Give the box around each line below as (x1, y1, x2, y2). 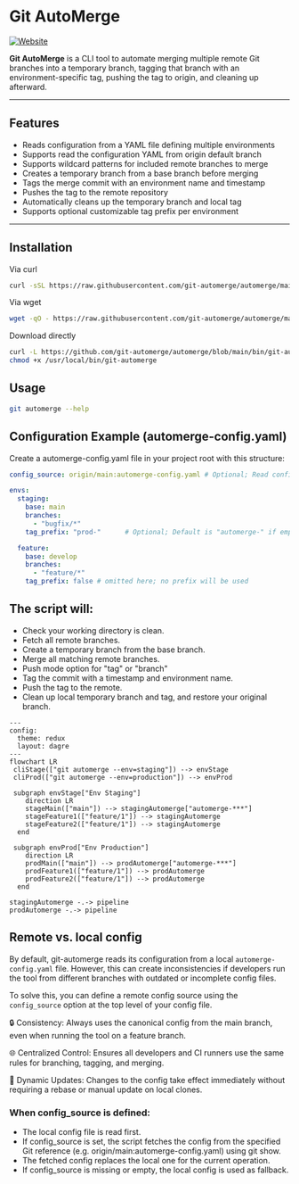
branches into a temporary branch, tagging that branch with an (9, 62, 240, 73)
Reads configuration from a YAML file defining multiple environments (21, 139, 276, 150)
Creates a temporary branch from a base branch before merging (21, 168, 259, 178)
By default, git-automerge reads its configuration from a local (9, 953, 234, 965)
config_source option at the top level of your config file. (9, 999, 213, 1010)
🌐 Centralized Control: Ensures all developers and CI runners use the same (9, 1047, 285, 1058)
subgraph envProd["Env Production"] (12, 843, 149, 852)
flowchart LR (9, 757, 58, 766)
